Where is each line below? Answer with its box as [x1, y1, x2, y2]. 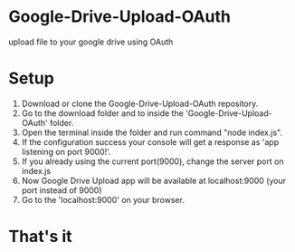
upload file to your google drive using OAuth [8, 36, 174, 47]
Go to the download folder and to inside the [21, 107, 185, 119]
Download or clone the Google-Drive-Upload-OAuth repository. [21, 98, 259, 109]
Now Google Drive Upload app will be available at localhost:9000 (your [21, 175, 287, 186]
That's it [8, 227, 73, 247]
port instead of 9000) [21, 184, 102, 196]
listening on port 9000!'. [21, 146, 111, 157]
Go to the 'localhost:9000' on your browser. [21, 194, 185, 205]
